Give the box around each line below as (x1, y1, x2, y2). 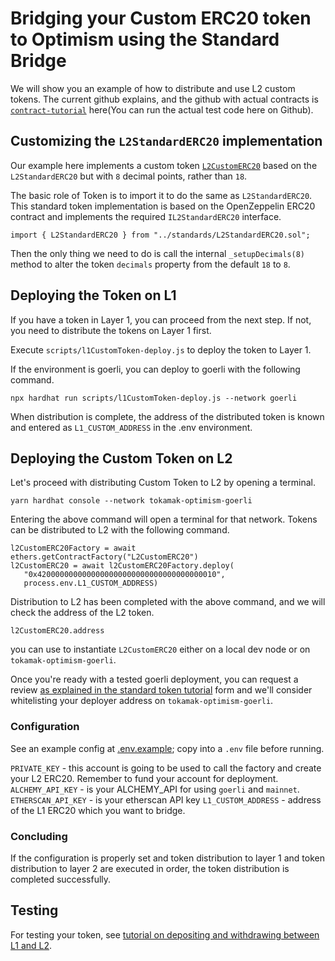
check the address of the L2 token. (10, 607, 155, 619)
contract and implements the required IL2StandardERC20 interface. (10, 210, 282, 222)
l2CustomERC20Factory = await (10, 543, 137, 554)
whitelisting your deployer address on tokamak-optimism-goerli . (10, 695, 274, 707)
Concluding (10, 829, 68, 843)
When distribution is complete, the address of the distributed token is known (10, 410, 325, 422)
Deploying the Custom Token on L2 (10, 450, 233, 467)
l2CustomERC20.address (10, 626, 105, 636)
